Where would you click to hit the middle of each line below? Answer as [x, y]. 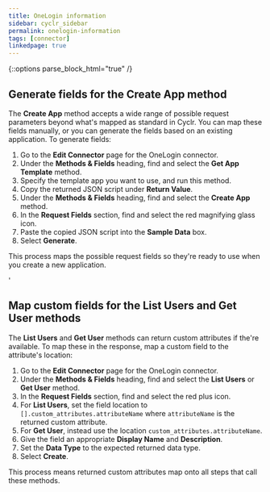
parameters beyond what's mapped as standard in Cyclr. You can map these [135, 122]
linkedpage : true [37, 46]
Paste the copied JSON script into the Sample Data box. [113, 231]
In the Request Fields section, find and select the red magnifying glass [137, 215]
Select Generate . [48, 240]
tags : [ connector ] [39, 38]
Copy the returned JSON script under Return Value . [106, 189]
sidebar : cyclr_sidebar [48, 23]
